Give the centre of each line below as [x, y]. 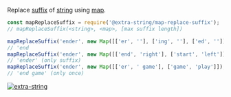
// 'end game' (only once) [46, 74]
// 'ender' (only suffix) [44, 61]
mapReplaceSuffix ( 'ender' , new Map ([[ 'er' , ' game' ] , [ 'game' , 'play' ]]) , [117, 67]
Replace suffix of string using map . [57, 10]
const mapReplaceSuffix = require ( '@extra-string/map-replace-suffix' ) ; [113, 23]
